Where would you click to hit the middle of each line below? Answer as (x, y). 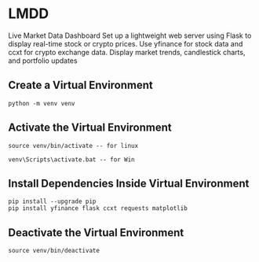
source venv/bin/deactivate (54, 251)
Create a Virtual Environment (80, 85)
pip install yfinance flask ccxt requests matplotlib (98, 208)
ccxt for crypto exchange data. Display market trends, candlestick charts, (127, 52)
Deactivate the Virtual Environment (96, 232)
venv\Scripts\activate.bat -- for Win (71, 159)
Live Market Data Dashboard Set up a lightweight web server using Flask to (130, 35)
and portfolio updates (43, 61)
